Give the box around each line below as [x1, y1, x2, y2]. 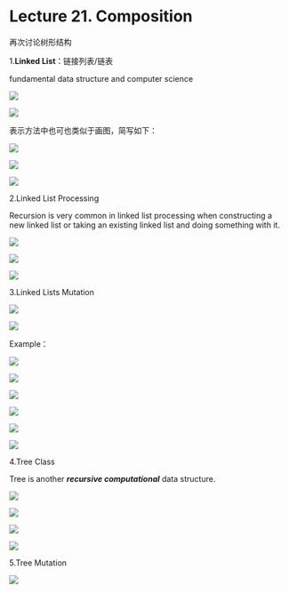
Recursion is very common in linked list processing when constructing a [9, 210, 273, 220]
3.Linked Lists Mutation [9, 286, 95, 297]
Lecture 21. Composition [9, 6, 193, 27]
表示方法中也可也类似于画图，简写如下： [9, 124, 157, 135]
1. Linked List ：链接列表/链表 [9, 55, 114, 66]
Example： [9, 338, 49, 349]
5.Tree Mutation [9, 557, 68, 568]
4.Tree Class [9, 456, 55, 467]
